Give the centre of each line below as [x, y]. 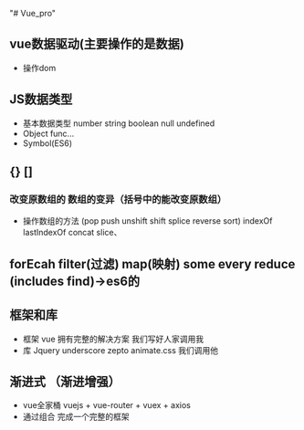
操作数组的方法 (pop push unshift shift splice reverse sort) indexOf [147, 221]
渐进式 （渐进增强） [65, 381]
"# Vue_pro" [33, 13]
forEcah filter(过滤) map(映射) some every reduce [152, 264]
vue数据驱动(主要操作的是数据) [97, 44]
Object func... [48, 133]
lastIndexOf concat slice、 [72, 233]
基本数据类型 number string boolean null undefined [119, 123]
